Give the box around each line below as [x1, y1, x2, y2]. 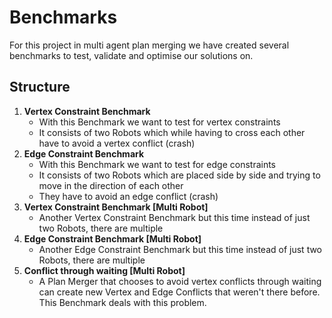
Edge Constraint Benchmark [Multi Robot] [23, 232, 202, 245]
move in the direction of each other [38, 179, 184, 191]
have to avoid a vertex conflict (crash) [38, 137, 196, 149]
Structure [9, 79, 71, 96]
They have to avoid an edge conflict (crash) [38, 190, 219, 202]
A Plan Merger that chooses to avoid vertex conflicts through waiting [38, 275, 322, 287]
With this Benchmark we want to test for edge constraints [38, 158, 277, 170]
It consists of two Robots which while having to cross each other [38, 126, 306, 138]
